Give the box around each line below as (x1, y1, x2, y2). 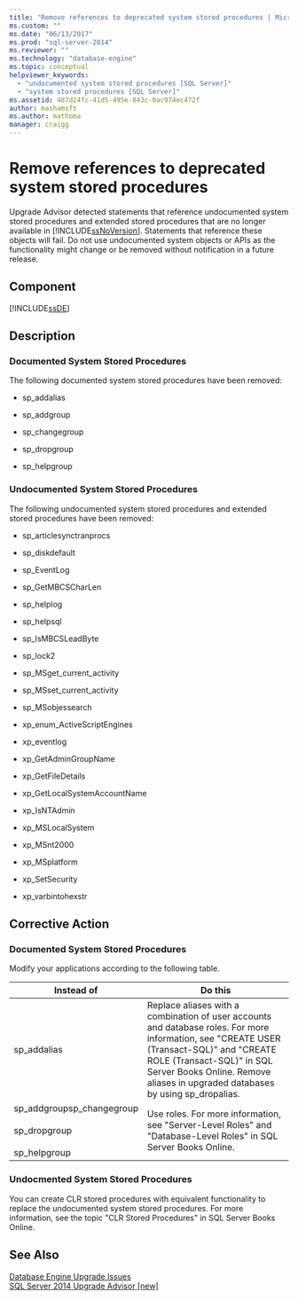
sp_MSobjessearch (21, 701, 93, 712)
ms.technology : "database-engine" (9, 54, 137, 63)
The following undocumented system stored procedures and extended (9, 503, 268, 514)
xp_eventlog (21, 736, 67, 747)
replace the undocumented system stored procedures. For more (9, 1202, 244, 1213)
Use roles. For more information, (146, 1108, 282, 1120)
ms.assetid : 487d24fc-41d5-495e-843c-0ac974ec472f (9, 95, 200, 105)
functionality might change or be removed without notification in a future (9, 244, 275, 255)
